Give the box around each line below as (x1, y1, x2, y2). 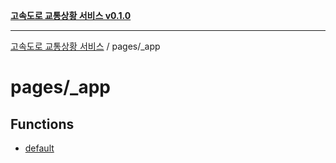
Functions (10, 115, 75, 133)
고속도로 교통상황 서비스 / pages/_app (10, 40, 161, 52)
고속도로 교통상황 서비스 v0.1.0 (10, 10, 132, 21)
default (24, 142, 55, 154)
